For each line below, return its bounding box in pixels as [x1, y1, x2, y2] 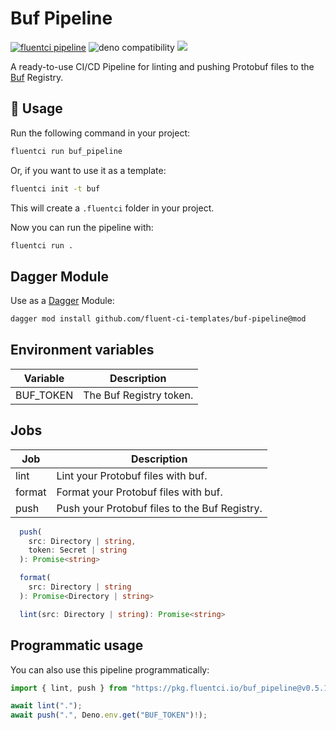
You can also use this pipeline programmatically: [10, 663, 210, 676]
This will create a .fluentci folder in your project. [10, 202, 215, 214]
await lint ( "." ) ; [10, 701, 83, 711]
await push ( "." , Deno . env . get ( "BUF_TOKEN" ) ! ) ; [10, 710, 208, 721]
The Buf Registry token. [83, 388, 194, 402]
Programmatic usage [10, 637, 144, 654]
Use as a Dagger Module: [10, 295, 115, 307]
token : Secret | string [28, 545, 128, 556]
